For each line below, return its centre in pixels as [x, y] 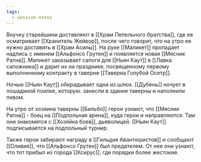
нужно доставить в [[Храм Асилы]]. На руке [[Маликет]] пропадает [93, 47]
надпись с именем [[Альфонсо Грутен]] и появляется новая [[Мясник [96, 53]
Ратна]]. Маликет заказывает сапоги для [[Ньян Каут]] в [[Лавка [89, 60]
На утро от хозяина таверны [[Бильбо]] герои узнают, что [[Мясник [93, 109]
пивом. [15, 97]
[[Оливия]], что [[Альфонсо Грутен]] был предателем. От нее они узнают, [100, 146]
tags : [13, 12]
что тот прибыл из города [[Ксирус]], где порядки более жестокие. [93, 152]
